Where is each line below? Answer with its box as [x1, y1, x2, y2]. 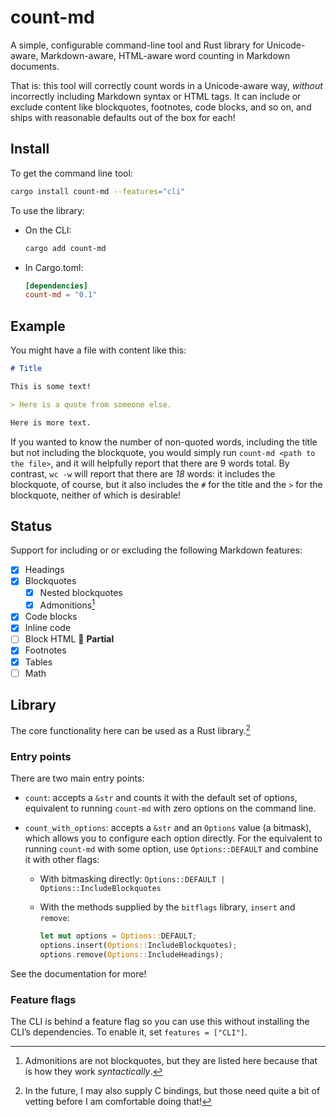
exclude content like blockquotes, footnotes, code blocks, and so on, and [10, 101, 312, 113]
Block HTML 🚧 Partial [24, 633, 115, 645]
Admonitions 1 [39, 597, 95, 611]
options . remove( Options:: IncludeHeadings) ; [39, 950, 225, 960]
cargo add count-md [24, 243, 107, 253]
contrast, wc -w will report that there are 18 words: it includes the [10, 467, 276, 480]
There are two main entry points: [10, 772, 145, 785]
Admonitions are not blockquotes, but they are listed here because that [24, 1055, 318, 1067]
